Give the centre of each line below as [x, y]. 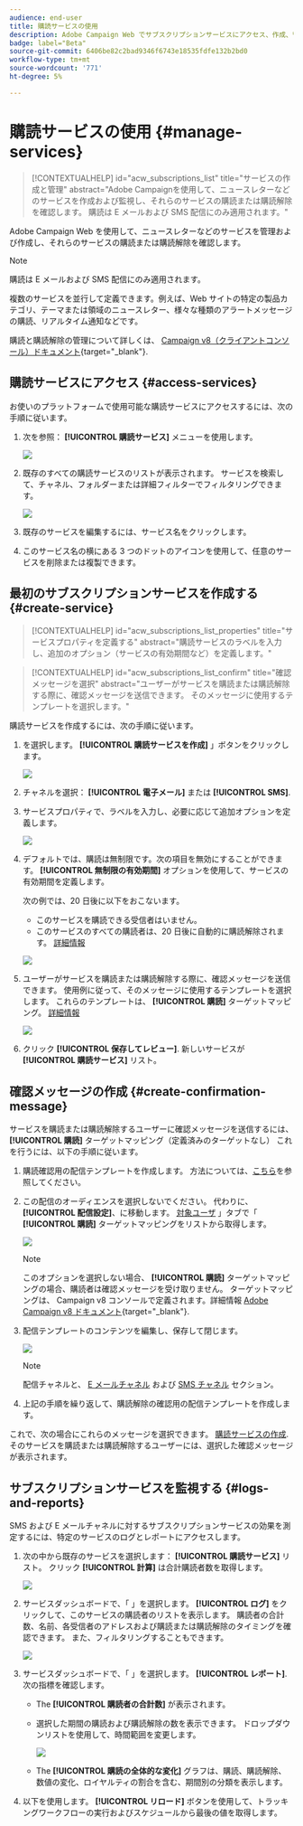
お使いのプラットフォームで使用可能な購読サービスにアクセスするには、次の [151, 406]
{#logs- [247, 1488]
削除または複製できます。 [94, 562]
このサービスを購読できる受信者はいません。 [119, 920]
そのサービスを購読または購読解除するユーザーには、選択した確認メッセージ [151, 1445]
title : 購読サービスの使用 [54, 26]
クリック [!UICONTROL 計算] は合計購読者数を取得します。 [158, 1567]
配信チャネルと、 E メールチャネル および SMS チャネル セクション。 [150, 1385]
